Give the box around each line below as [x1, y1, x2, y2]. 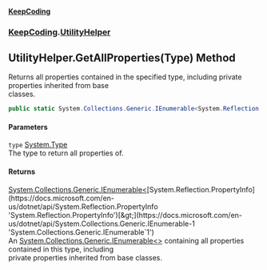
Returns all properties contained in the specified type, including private [8, 72, 242, 82]
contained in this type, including [8, 244, 114, 254]
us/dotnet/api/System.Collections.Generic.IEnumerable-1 [8, 219, 196, 228]
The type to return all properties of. [8, 148, 124, 158]
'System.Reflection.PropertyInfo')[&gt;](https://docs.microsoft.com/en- [8, 210, 242, 220]
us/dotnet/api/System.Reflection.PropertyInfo [8, 201, 158, 212]
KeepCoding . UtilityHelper [8, 26, 111, 38]
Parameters [8, 122, 48, 131]
